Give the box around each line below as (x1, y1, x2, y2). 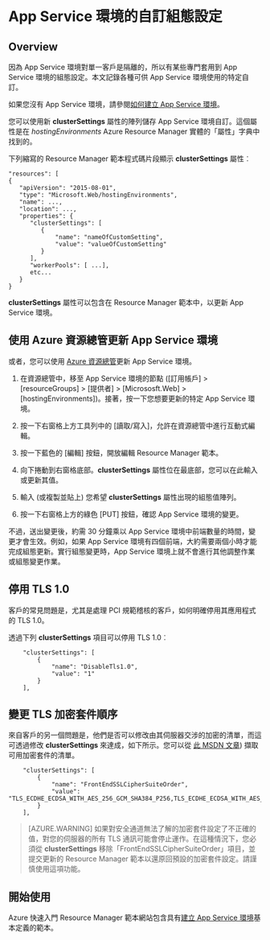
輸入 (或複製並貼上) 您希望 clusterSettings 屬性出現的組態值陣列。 (19, 492, 241, 501)
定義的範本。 (14, 923, 58, 933)
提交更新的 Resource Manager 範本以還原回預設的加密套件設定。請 (27, 854, 251, 864)
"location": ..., (18, 205, 78, 213)
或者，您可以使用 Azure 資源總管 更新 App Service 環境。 (8, 356, 197, 366)
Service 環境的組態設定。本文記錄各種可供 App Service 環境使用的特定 (8, 72, 243, 81)
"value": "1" (51, 670, 95, 678)
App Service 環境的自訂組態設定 (8, 7, 223, 26)
